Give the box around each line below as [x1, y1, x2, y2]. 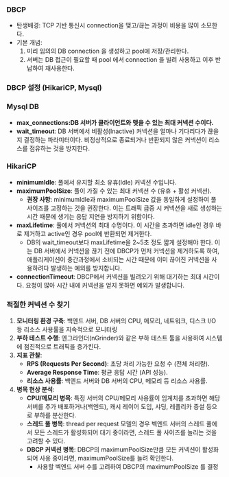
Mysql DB [6, 102, 39, 111]
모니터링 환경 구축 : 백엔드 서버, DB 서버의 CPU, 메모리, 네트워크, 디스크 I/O [16, 317, 217, 325]
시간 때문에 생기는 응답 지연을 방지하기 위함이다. [26, 212, 155, 220]
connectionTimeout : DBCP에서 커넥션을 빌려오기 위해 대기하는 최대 [16, 272, 202, 281]
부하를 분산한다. [34, 411, 77, 419]
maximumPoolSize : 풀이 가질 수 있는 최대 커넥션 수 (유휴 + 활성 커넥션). [16, 187, 212, 195]
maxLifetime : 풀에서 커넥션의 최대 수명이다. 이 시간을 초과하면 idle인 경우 [16, 221, 215, 229]
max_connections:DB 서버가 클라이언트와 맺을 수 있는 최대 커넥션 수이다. [16, 118, 214, 126]
